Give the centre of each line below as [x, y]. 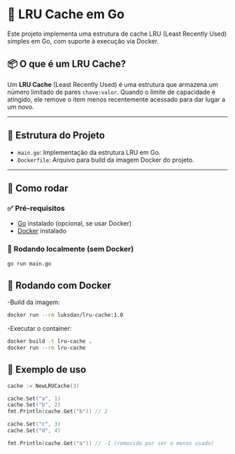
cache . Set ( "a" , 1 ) [34, 399]
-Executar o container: [40, 329]
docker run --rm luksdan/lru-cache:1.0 [65, 315]
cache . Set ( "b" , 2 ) [34, 405]
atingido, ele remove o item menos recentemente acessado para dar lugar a [116, 99]
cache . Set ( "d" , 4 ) [34, 431]
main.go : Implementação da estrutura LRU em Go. [89, 152]
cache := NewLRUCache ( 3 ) [43, 386]
